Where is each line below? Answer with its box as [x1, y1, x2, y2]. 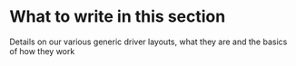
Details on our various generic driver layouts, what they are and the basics [9, 36, 288, 47]
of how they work [9, 45, 75, 56]
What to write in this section [9, 6, 226, 27]
